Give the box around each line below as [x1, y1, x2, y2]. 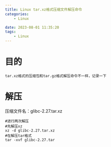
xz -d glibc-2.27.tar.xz [5, 128, 55, 133]
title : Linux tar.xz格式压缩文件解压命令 [5, 7, 82, 12]
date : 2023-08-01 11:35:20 [5, 25, 59, 30]
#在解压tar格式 [5, 133, 32, 138]
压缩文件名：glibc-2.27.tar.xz [5, 108, 63, 114]
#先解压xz [5, 124, 23, 129]
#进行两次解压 [5, 118, 29, 124]
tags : [5, 30, 16, 34]
